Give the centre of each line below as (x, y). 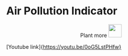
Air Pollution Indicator (62, 11)
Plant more (93, 35)
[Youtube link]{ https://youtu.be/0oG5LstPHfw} (64, 46)
